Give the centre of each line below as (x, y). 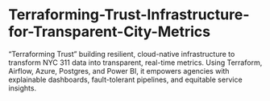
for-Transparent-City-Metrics (110, 32)
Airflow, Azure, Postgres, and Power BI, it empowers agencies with (119, 71)
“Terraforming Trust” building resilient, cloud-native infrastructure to (122, 54)
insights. (23, 88)
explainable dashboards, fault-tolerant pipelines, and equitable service (126, 79)
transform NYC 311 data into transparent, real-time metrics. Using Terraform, (135, 63)
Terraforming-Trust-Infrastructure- (129, 15)
